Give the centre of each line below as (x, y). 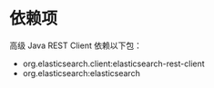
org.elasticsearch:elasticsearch (82, 73)
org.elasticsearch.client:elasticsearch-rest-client (113, 64)
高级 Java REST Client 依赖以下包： (76, 45)
